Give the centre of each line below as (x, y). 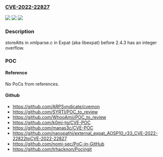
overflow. (15, 48)
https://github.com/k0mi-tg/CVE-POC (52, 122)
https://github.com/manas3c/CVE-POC (53, 128)
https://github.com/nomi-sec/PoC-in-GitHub (58, 143)
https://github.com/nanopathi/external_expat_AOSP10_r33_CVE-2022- (85, 133)
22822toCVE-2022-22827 (40, 138)
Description (20, 32)
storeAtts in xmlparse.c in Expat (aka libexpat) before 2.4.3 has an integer (81, 42)
